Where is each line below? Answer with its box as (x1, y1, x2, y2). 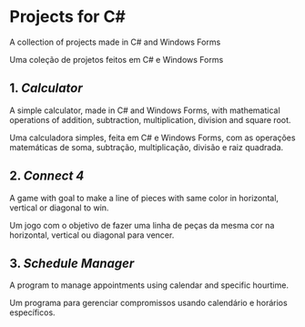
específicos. (9, 307, 56, 318)
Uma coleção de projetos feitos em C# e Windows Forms (9, 54, 224, 65)
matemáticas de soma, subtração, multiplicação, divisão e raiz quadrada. (9, 141, 284, 152)
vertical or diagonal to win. (9, 202, 109, 213)
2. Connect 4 (9, 169, 85, 184)
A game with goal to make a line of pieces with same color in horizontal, (9, 192, 280, 203)
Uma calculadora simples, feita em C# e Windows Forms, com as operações (9, 132, 296, 143)
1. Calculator (9, 80, 84, 97)
